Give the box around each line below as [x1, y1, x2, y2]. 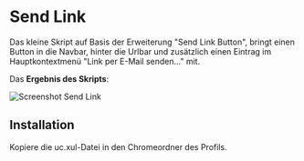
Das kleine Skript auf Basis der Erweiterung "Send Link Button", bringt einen [9, 36, 295, 47]
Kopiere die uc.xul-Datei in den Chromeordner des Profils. [9, 141, 227, 152]
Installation [9, 117, 75, 133]
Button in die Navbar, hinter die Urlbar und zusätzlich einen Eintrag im [9, 45, 272, 56]
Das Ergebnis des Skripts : [9, 73, 110, 84]
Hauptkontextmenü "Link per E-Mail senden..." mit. [9, 55, 201, 66]
